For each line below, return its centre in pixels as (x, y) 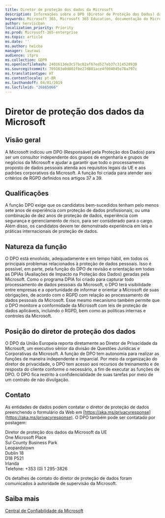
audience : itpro (22, 55)
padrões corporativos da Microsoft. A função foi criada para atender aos (79, 173)
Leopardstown (20, 448)
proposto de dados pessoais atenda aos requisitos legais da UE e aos (75, 167)
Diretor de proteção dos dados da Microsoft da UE (56, 432)
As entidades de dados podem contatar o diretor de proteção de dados (77, 407)
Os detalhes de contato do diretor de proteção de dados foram (69, 478)
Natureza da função (36, 247)
